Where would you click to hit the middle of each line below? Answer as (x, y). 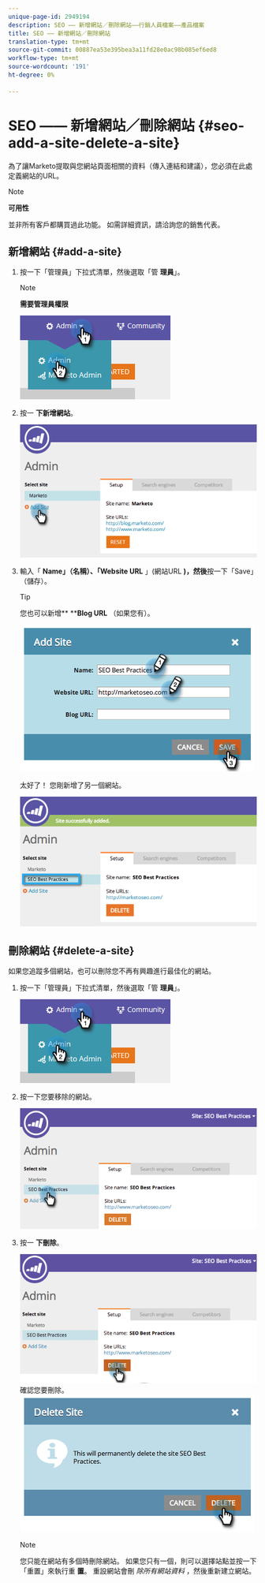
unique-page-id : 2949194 (49, 17)
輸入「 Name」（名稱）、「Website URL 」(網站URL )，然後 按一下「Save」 (137, 571)
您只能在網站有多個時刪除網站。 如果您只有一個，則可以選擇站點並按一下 (138, 1561)
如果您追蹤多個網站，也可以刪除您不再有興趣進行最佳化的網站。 (112, 971)
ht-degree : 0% (32, 75)
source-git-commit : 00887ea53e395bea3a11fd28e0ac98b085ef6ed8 (112, 50)
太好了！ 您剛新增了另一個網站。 (73, 785)
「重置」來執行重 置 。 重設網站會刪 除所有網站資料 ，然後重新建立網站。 (138, 1571)
